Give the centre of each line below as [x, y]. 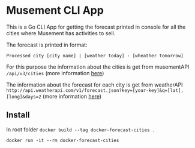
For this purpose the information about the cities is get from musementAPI [98, 67]
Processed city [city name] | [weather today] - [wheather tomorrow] [95, 55]
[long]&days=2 [24, 97]
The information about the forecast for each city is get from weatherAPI [94, 85]
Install [18, 115]
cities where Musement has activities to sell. [61, 33]
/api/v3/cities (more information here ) [55, 73]
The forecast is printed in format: [47, 45]
